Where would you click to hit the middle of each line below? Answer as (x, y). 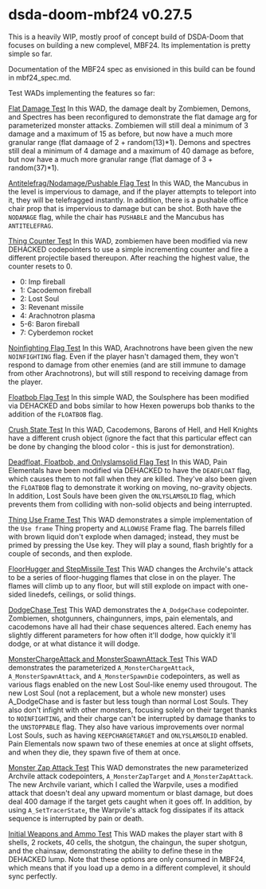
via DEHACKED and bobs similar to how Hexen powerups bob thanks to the (131, 405)
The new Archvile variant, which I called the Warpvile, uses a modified (123, 784)
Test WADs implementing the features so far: (82, 92)
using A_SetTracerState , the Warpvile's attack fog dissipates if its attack (126, 809)
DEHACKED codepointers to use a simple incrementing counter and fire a (128, 249)
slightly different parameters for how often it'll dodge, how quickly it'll (122, 635)
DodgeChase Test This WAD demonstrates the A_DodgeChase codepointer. (129, 609)
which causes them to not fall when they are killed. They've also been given (133, 479)
